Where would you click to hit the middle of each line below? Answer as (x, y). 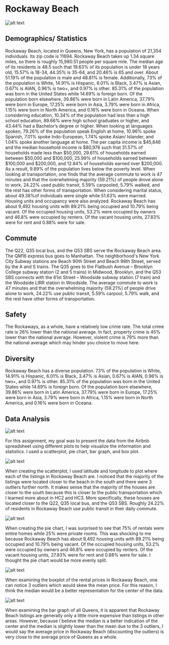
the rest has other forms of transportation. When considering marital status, (84, 190)
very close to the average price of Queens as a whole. (61, 637)
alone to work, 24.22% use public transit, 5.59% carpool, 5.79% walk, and (82, 293)
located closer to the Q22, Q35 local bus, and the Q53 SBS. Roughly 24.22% (85, 503)
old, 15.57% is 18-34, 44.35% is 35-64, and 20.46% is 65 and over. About (82, 72)
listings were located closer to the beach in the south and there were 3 (79, 482)
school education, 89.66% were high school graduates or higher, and (77, 120)
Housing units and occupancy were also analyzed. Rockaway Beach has (80, 201)
